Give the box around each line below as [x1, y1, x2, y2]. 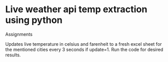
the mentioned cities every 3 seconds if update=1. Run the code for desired [5, 46, 163, 52]
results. [5, 52, 21, 58]
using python [5, 14, 63, 26]
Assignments [5, 31, 33, 37]
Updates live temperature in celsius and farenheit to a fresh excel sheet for [5, 41, 162, 47]
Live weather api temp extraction [5, 4, 148, 15]
